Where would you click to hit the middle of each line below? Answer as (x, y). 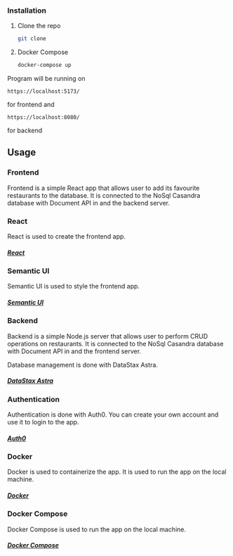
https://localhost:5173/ (44, 91)
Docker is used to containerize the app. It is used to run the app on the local (117, 472)
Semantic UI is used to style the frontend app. (74, 286)
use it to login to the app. (43, 422)
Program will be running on (46, 79)
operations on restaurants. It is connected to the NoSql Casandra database (115, 343)
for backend (25, 131)
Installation (27, 11)
